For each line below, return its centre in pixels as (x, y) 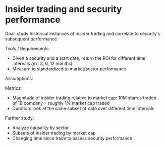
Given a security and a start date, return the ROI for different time (79, 58)
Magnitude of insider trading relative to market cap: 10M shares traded (84, 98)
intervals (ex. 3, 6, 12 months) (42, 63)
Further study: (20, 118)
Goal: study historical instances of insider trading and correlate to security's (82, 33)
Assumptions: (19, 78)
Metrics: (14, 88)
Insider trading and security (64, 9)
